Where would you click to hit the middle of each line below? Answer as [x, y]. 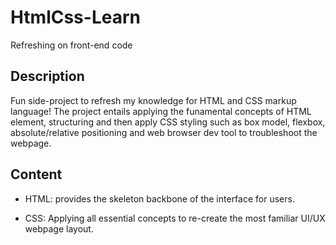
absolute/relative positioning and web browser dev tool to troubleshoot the [164, 132]
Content [36, 174]
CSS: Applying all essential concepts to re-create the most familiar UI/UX [175, 218]
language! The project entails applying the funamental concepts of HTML [161, 111]
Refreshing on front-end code [71, 45]
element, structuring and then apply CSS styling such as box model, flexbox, [168, 122]
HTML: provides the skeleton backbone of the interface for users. [159, 198]
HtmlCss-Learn [75, 17]
